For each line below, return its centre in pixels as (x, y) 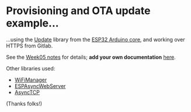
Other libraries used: (31, 68)
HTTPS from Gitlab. (29, 46)
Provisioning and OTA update (78, 11)
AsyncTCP (27, 92)
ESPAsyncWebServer (40, 86)
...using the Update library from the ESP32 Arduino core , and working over (95, 39)
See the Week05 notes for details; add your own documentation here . (91, 57)
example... (33, 23)
